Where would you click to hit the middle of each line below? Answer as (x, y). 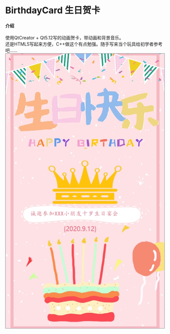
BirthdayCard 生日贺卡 (53, 10)
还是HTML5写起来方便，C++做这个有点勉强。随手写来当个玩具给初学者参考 (84, 44)
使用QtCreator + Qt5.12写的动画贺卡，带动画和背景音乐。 (65, 38)
